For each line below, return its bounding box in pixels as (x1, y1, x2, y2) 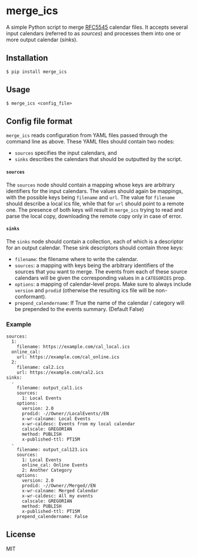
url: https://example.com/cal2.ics (16, 369, 104, 376)
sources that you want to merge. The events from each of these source (14, 268, 188, 275)
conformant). (14, 293, 47, 300)
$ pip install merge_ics (6, 69, 67, 75)
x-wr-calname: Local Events (21, 416, 91, 422)
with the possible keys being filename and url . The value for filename (6, 194, 175, 201)
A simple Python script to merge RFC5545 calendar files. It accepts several (6, 24, 188, 31)
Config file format (6, 116, 72, 126)
